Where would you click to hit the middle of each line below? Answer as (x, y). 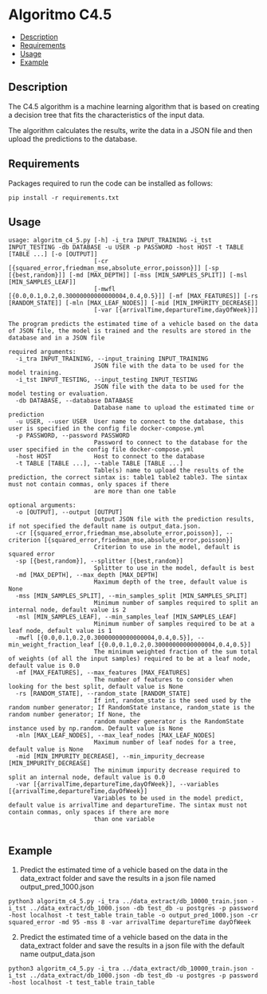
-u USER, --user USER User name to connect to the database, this (130, 422)
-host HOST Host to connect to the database (110, 457)
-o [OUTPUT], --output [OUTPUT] (69, 513)
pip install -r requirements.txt (64, 198)
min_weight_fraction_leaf (51, 645)
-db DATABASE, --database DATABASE (75, 401)
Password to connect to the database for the (171, 443)
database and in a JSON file (57, 338)
